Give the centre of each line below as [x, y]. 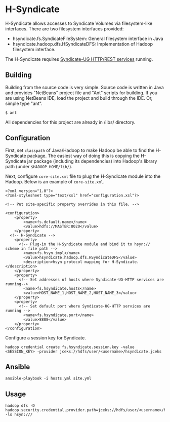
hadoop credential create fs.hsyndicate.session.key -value [70, 347]
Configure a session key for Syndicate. [46, 337]
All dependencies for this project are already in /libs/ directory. [70, 122]
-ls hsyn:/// [19, 415]
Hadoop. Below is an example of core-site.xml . [55, 181]
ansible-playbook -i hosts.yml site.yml [49, 378]
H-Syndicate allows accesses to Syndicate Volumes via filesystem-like [79, 23]
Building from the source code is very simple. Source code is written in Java [85, 87]
